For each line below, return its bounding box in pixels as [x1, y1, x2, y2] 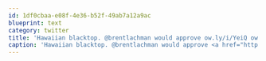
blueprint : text [8, 19, 62, 27]
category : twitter [8, 26, 69, 34]
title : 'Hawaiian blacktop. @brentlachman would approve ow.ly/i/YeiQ [8, 33, 248, 42]
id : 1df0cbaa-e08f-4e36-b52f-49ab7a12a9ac [8, 11, 151, 20]
